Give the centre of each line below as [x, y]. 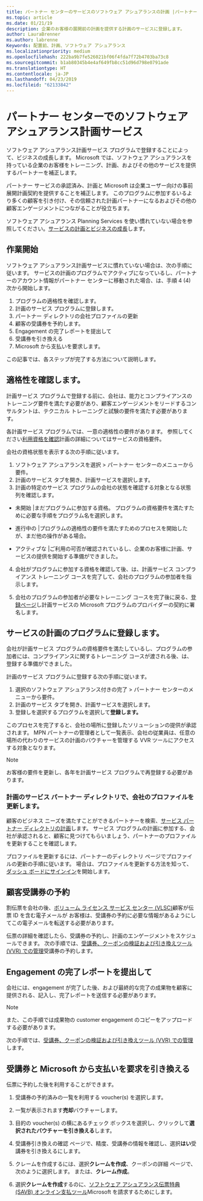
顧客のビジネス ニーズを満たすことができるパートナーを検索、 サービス [94, 820]
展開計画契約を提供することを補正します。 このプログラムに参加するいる [97, 193]
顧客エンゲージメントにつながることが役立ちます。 [69, 208]
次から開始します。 [30, 288]
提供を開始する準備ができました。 [79, 556]
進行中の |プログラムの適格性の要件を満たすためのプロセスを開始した [101, 528]
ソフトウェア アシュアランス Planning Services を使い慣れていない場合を [97, 221]
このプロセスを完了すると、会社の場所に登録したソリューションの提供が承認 [101, 725]
